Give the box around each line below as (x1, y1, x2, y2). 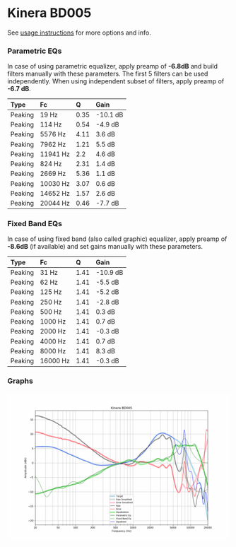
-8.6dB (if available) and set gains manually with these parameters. (7, 242, 203, 251)
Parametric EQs (7, 46, 62, 56)
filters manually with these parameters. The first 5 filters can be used (7, 69, 208, 78)
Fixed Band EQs (7, 218, 62, 228)
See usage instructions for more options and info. (7, 28, 152, 37)
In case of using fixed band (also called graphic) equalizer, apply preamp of (7, 235, 228, 243)
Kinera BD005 (7, 5, 92, 21)
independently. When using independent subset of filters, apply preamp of (7, 77, 225, 86)
